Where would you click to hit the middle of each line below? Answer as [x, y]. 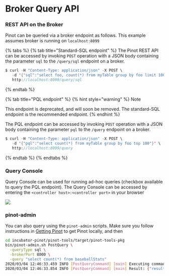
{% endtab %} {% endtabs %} [36, 158]
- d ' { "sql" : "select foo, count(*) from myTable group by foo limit [84, 75]
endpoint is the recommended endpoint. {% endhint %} [63, 114]
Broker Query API [42, 9]
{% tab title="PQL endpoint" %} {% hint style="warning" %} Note [73, 99]
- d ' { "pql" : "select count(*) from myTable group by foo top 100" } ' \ [86, 143]
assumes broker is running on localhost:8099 [52, 41]
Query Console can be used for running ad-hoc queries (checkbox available [84, 182]
